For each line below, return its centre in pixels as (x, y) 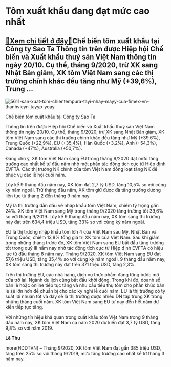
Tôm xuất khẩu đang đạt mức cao (78, 11)
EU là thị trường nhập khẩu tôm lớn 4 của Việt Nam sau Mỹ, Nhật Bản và (81, 232)
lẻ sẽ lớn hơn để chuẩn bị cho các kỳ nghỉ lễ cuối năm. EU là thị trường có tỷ (85, 291)
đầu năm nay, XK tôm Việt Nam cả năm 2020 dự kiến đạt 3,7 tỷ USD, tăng (83, 323)
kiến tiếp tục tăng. (24, 307)
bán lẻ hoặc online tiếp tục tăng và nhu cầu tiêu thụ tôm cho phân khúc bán (85, 285)
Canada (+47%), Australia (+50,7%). (44, 148)
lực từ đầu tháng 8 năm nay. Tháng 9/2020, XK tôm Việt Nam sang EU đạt (83, 254)
